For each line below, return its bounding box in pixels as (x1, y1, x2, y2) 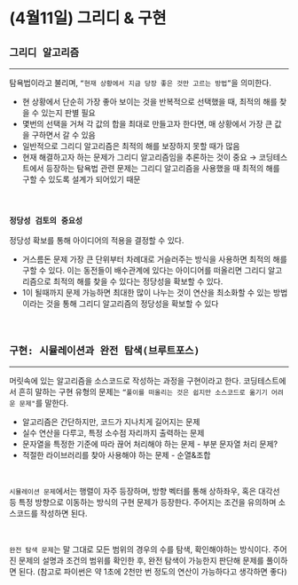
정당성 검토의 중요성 (9, 215, 82, 225)
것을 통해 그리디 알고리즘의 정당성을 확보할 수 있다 (45, 298, 219, 309)
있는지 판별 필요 (41, 107, 96, 118)
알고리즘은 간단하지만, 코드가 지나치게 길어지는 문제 (21, 416, 200, 427)
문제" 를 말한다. (19, 398, 69, 408)
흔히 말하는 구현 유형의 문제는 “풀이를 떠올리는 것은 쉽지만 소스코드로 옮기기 (18, 387, 268, 398)
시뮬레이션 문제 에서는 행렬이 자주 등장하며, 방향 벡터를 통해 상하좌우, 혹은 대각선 (9, 486, 280, 497)
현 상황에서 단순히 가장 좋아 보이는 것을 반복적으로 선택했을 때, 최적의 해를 (21, 97, 278, 107)
